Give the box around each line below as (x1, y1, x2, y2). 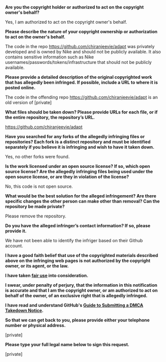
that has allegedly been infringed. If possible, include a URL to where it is (5, 79, 158, 85)
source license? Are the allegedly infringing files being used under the (5, 168, 153, 174)
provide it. (5, 228, 27, 234)
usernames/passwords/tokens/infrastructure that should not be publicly (5, 59, 152, 65)
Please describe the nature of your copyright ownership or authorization (5, 29, 158, 34)
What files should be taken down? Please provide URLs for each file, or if (5, 109, 158, 115)
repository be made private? (5, 204, 65, 209)
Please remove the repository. (5, 213, 66, 219)
